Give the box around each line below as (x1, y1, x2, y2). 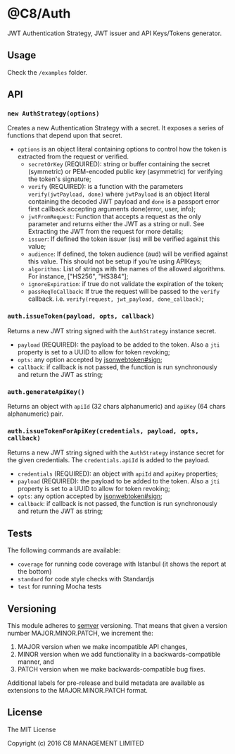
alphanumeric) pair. (7, 409, 64, 418)
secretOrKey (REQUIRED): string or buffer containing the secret (27, 160, 210, 168)
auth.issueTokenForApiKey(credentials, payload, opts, (7, 427, 199, 435)
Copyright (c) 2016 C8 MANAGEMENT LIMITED (7, 738, 144, 747)
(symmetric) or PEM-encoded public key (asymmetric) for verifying (27, 168, 223, 176)
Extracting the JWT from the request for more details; (27, 228, 184, 236)
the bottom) (17, 567, 52, 576)
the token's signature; (27, 175, 91, 183)
